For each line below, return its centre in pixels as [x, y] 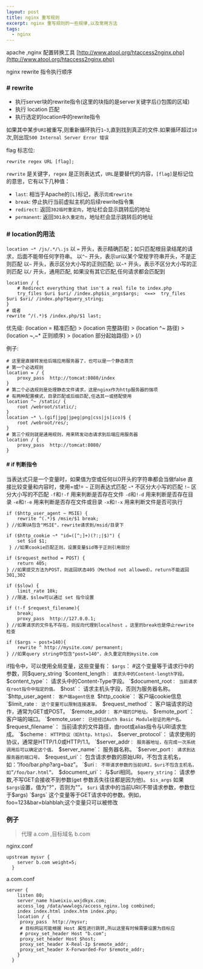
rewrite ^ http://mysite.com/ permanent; [70, 647]
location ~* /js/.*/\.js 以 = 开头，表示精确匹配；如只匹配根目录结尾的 [97, 249]
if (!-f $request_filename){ [43, 608]
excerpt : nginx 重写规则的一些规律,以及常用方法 [62, 23]
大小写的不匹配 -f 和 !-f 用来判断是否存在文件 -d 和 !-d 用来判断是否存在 [100, 494]
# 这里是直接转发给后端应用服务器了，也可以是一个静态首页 [70, 361]
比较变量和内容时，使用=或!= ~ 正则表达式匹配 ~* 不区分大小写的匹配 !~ [101, 486]
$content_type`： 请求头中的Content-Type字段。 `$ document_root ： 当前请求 [102, 681]
